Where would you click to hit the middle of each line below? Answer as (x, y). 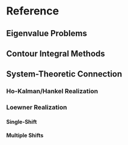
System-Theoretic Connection (64, 74)
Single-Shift (22, 122)
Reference (32, 11)
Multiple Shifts (25, 135)
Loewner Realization (37, 108)
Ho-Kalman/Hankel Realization (52, 91)
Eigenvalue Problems (47, 33)
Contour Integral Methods (56, 53)
